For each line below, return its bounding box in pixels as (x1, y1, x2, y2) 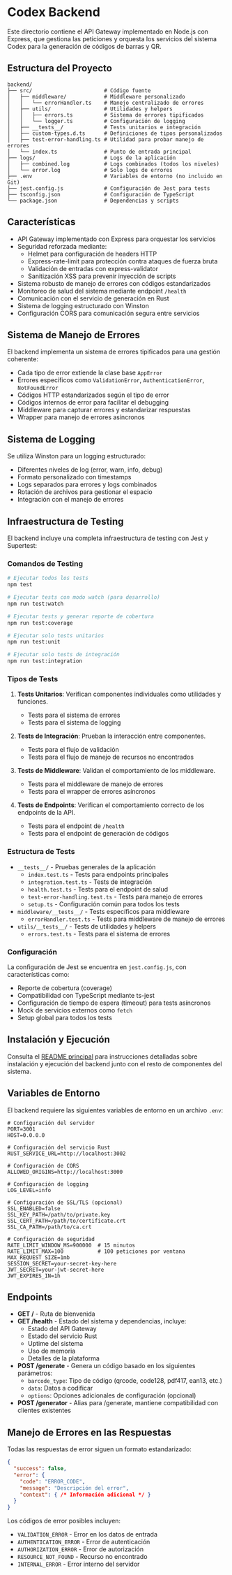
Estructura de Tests (7, 847, 75, 857)
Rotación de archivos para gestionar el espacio (17, 488, 153, 496)
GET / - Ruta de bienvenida (17, 1309, 95, 1318)
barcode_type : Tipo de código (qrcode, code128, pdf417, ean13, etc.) (27, 1377, 223, 1385)
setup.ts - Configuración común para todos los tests (27, 899, 180, 908)
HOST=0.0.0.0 (7, 1131, 45, 1139)
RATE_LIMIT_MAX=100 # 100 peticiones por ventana (7, 1248, 186, 1255)
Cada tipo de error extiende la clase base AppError (17, 368, 163, 377)
